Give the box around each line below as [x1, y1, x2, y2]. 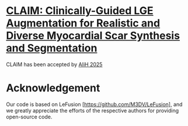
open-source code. [6, 113, 53, 120]
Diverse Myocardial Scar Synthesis [6, 29, 180, 42]
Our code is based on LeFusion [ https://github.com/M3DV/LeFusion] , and [6, 101, 183, 108]
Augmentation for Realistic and [6, 16, 161, 30]
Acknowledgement [6, 81, 100, 95]
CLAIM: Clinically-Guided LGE [6, 4, 154, 18]
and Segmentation [6, 42, 98, 55]
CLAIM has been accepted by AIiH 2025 [6, 60, 103, 68]
